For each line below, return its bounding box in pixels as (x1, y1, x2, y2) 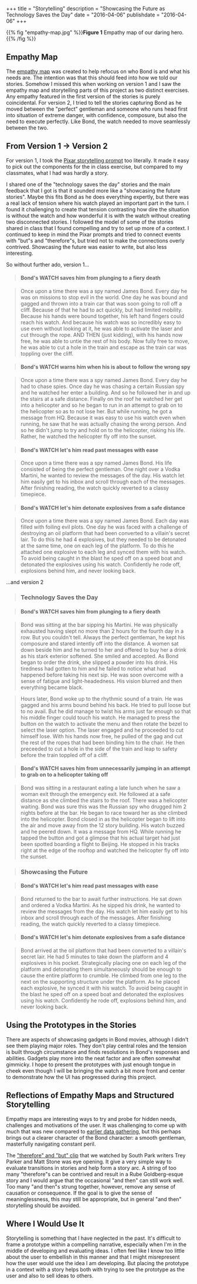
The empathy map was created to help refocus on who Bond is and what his (6, 68, 191, 75)
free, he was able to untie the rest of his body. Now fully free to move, (20, 337, 189, 344)
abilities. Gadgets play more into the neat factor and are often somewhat (6, 1054, 181, 1061)
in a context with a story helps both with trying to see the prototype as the (6, 1266, 185, 1273)
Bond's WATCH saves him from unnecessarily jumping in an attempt (20, 765, 191, 772)
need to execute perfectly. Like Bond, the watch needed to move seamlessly (6, 118, 191, 125)
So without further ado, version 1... (6, 261, 90, 268)
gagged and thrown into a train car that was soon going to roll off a (20, 300, 182, 307)
